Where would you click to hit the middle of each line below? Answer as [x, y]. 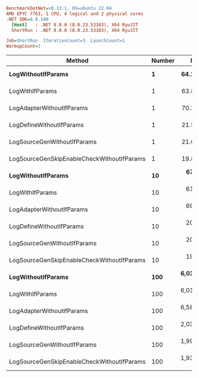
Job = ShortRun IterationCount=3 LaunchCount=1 [66, 41]
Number [163, 61]
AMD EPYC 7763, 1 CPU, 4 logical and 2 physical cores [75, 14]
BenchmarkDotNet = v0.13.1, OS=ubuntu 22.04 [59, 8]
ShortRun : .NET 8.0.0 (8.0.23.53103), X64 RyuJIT [75, 30]
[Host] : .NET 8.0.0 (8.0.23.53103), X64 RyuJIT [75, 25]
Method [77, 61]
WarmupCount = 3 [24, 46]
